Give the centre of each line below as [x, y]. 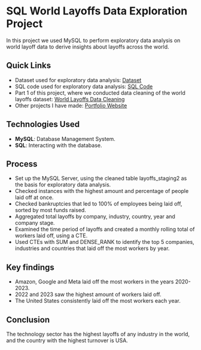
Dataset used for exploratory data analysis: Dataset [78, 80]
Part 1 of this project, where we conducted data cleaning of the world [100, 93]
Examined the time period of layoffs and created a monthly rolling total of [105, 230]
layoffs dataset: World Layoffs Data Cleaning [70, 99]
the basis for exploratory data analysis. [63, 185]
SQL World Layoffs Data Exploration [97, 11]
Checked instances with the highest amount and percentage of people [102, 191]
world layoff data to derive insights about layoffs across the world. [88, 47]
